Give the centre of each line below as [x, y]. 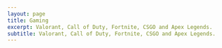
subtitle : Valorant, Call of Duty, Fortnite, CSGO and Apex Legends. [112, 34]
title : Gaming [28, 20]
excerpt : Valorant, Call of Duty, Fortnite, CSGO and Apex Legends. [110, 27]
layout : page [26, 14]
